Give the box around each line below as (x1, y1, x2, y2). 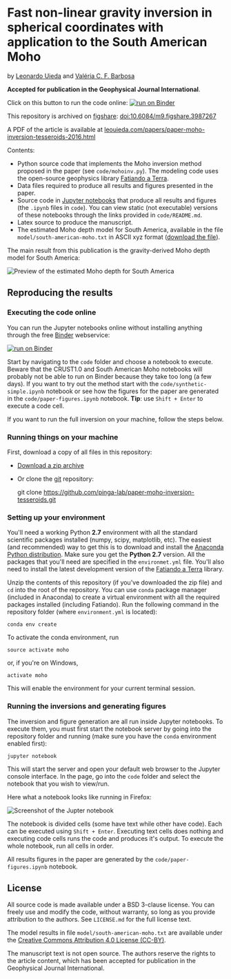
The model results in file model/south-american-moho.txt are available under (7, 929, 223, 937)
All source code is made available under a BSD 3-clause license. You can (7, 900, 215, 909)
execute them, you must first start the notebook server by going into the (7, 724, 212, 733)
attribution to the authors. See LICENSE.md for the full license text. (7, 915, 192, 924)
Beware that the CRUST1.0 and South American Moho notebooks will (7, 365, 203, 373)
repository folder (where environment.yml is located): (7, 608, 157, 616)
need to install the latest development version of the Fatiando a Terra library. (7, 565, 224, 573)
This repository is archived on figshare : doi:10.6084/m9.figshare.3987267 (7, 112, 217, 120)
